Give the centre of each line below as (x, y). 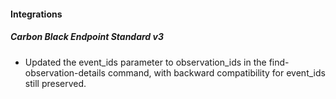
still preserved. (55, 83)
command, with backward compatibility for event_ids (216, 72)
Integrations (36, 14)
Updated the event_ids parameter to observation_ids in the (145, 62)
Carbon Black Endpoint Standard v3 (87, 37)
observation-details (65, 72)
